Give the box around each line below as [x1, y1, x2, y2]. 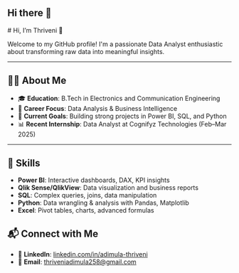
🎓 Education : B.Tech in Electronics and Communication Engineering [17, 94, 221, 102]
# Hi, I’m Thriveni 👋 [7, 26, 63, 34]
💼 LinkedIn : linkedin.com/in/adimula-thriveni [17, 250, 148, 259]
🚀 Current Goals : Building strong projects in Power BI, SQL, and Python [17, 112, 227, 120]
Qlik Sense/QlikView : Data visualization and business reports [17, 183, 199, 192]
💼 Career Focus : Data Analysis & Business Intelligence [17, 104, 178, 112]
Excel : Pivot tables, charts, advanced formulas [17, 206, 154, 215]
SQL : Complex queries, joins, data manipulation [17, 191, 157, 200]
